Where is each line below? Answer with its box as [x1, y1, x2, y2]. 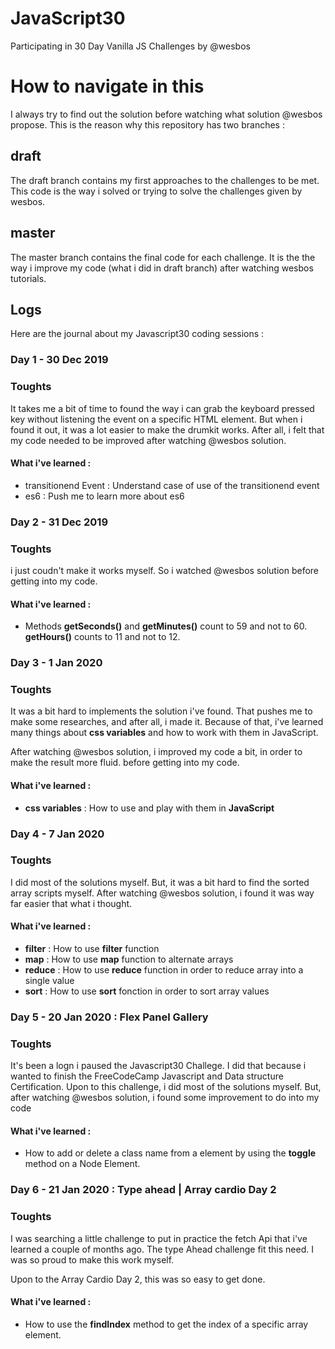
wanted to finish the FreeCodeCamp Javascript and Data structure [10, 1070, 284, 1082]
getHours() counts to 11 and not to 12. [24, 631, 181, 643]
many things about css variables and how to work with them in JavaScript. [10, 727, 319, 739]
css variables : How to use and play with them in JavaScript [24, 802, 275, 814]
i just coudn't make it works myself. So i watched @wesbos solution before [10, 564, 320, 576]
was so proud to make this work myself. [10, 1253, 175, 1266]
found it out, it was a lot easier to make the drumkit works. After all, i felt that [10, 423, 325, 436]
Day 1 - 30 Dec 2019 [10, 353, 109, 367]
